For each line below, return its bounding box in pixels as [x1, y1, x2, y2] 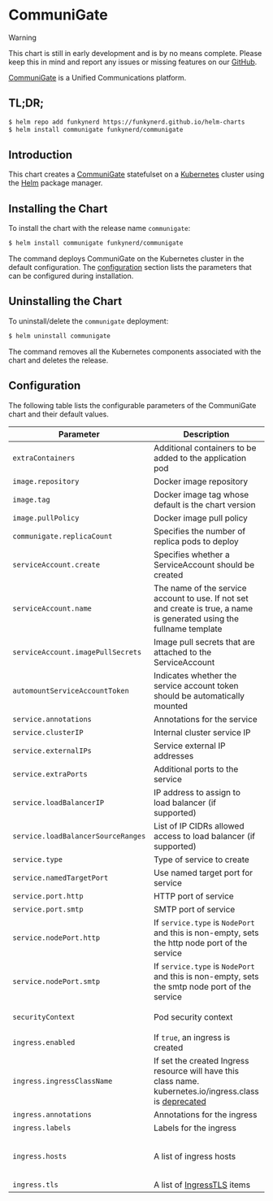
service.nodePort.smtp [12, 977, 100, 986]
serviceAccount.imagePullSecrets [12, 647, 142, 656]
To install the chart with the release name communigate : [8, 224, 191, 233]
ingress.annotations [12, 1110, 92, 1119]
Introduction [8, 148, 73, 162]
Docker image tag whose [153, 489, 249, 500]
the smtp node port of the [153, 981, 252, 992]
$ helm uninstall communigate [8, 332, 111, 340]
